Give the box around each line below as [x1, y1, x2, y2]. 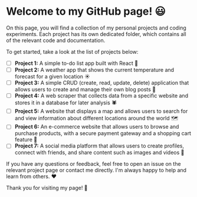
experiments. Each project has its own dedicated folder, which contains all [6, 30, 187, 37]
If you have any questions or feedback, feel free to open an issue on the [6, 160, 181, 168]
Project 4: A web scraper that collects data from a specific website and [14, 92, 189, 99]
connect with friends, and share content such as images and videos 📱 [14, 149, 185, 156]
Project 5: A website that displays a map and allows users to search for [14, 108, 188, 115]
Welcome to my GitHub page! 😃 [6, 5, 166, 18]
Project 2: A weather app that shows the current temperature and [14, 67, 175, 73]
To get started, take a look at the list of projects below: [6, 48, 139, 55]
